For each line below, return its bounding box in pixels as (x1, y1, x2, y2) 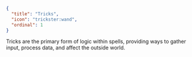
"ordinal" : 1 (11, 22, 43, 28)
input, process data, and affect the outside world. (6, 44, 126, 51)
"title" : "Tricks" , (11, 11, 59, 17)
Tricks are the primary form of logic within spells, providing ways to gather (6, 38, 187, 45)
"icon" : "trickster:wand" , (11, 16, 78, 22)
